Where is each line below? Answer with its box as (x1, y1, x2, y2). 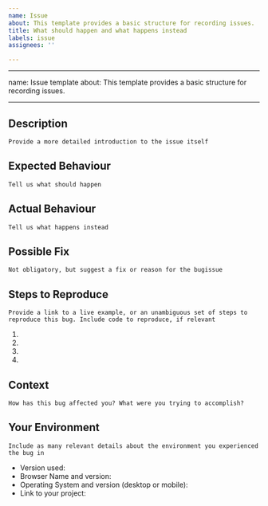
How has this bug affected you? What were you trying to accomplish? (8, 399, 245, 407)
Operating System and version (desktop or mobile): (19, 480, 189, 489)
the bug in (8, 449, 45, 457)
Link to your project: (19, 488, 86, 498)
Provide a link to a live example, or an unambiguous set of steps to (8, 308, 248, 317)
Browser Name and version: (19, 471, 112, 481)
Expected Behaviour (8, 159, 112, 173)
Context (8, 378, 49, 391)
